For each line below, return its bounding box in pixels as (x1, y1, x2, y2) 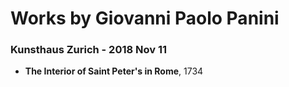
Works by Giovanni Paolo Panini (10, 7, 280, 30)
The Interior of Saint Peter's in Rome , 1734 (24, 65, 204, 77)
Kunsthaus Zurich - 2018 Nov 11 (10, 43, 168, 57)
